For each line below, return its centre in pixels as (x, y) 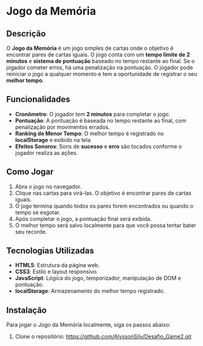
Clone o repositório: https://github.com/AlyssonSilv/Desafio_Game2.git (103, 337)
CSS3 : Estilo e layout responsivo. (56, 272)
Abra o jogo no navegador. (48, 186)
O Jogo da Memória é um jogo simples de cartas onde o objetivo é (90, 48)
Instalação (27, 310)
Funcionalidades (38, 99)
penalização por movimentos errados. (62, 127)
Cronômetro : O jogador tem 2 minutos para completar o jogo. (93, 114)
